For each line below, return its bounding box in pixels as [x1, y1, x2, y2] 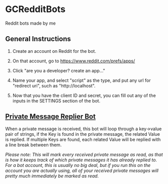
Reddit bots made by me [5, 20, 56, 26]
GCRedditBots [5, 4, 66, 15]
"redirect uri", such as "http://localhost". [12, 82, 96, 88]
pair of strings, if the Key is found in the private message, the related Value [5, 131, 160, 137]
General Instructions [5, 35, 71, 43]
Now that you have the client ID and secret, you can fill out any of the [12, 92, 156, 99]
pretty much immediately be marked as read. [5, 172, 99, 179]
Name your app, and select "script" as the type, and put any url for [12, 77, 151, 83]
